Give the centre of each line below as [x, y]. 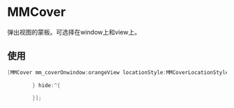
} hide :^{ [46, 85]
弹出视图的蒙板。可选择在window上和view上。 [74, 32]
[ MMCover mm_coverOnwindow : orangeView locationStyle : [87, 72]
